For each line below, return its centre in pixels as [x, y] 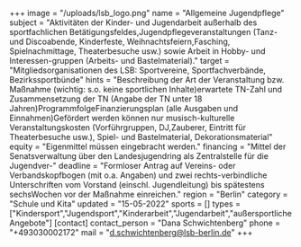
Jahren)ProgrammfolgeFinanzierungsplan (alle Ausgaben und [124, 108]
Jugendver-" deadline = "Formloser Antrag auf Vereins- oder [123, 166]
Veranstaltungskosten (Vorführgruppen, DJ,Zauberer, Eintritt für [128, 128]
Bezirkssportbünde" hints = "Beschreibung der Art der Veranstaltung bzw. [147, 79]
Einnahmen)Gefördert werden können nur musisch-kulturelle [122, 118]
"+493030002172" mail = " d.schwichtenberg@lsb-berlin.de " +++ [131, 232]
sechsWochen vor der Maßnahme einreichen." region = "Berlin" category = [149, 194]
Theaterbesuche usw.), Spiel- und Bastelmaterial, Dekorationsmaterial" [141, 137]
